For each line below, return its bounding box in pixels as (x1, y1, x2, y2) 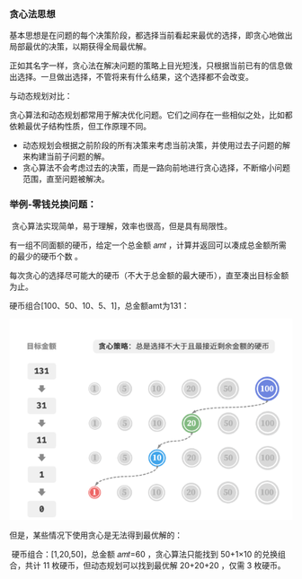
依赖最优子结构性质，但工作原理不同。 (9, 121, 151, 132)
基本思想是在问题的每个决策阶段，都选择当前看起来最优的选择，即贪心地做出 (9, 30, 293, 41)
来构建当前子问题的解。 (22, 151, 110, 162)
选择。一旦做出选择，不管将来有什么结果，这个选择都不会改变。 (16, 72, 253, 83)
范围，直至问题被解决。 (22, 173, 110, 185)
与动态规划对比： (9, 91, 73, 101)
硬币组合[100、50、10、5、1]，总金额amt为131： (9, 300, 190, 311)
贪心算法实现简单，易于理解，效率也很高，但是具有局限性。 (11, 220, 232, 231)
